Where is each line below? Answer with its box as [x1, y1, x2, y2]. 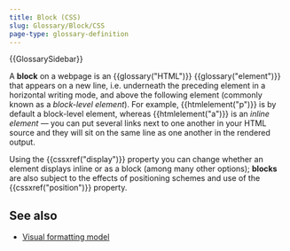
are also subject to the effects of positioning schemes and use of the [9, 173, 261, 184]
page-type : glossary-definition [9, 29, 129, 38]
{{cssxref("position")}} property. [9, 183, 128, 193]
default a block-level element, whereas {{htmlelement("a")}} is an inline [9, 108, 270, 120]
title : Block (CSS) [9, 12, 82, 22]
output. [9, 137, 35, 147]
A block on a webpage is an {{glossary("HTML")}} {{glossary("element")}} [9, 71, 281, 82]
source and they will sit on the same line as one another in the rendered [9, 128, 270, 138]
